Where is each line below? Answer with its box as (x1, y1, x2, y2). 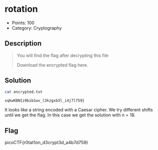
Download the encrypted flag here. (16, 62, 89, 68)
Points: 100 (11, 20, 35, 26)
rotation (4, 3, 38, 15)
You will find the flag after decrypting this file (16, 52, 109, 58)
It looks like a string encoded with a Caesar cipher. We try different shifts (4, 107, 153, 113)
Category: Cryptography (11, 25, 62, 31)
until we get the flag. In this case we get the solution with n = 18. (4, 112, 136, 118)
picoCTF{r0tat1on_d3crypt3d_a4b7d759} (4, 140, 89, 146)
